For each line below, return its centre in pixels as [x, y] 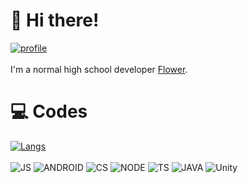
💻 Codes [49, 111]
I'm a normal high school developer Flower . [99, 69]
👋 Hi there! [55, 20]
